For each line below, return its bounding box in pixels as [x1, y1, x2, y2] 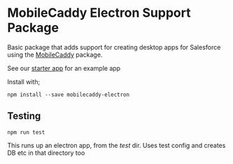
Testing [7, 110, 41, 122]
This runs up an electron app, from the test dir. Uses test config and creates [7, 141, 226, 149]
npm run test [7, 128, 45, 136]
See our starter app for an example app [7, 64, 121, 72]
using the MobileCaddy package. [7, 50, 103, 59]
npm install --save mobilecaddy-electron [7, 91, 130, 98]
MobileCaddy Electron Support [7, 5, 191, 21]
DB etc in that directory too [7, 149, 85, 157]
